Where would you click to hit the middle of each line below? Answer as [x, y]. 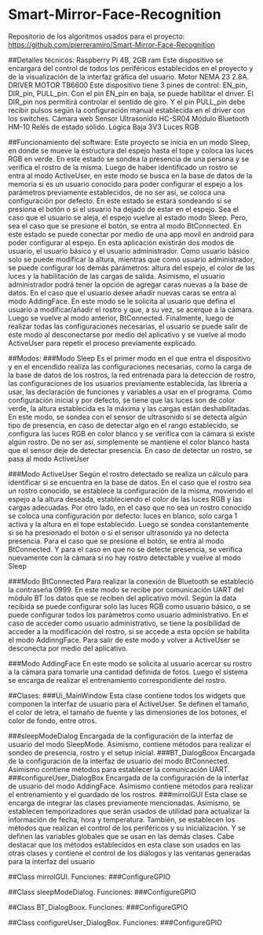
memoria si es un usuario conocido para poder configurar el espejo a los [126, 184]
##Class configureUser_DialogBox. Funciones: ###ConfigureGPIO [115, 922]
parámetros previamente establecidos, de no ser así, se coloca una [117, 192]
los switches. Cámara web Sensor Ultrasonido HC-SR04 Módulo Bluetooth [129, 118]
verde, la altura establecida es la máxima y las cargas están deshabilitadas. [130, 408]
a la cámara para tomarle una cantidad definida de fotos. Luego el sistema [128, 672]
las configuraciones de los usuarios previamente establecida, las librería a [128, 383]
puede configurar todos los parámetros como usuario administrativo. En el [128, 614]
